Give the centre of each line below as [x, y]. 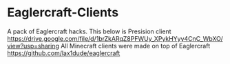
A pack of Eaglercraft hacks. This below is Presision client [89, 31]
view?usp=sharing [33, 46]
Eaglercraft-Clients [63, 13]
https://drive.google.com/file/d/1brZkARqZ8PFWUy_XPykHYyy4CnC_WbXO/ [115, 38]
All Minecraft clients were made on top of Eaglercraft [136, 46]
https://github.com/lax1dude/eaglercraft [64, 53]
